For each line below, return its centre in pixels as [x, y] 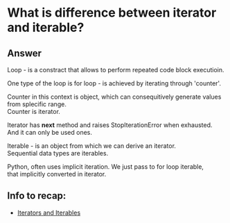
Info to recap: [37, 196]
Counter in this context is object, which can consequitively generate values [114, 97]
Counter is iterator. [34, 111]
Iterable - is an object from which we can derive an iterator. [92, 146]
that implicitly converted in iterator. [57, 174]
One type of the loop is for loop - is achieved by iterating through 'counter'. [114, 83]
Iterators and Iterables [49, 213]
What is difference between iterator [112, 13]
